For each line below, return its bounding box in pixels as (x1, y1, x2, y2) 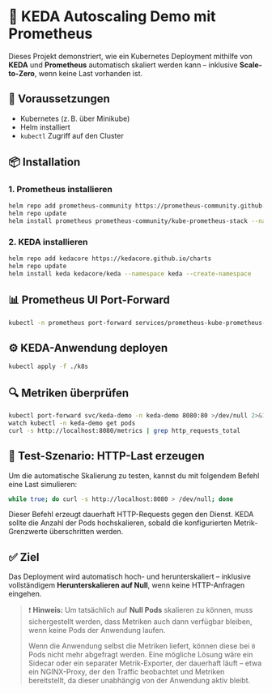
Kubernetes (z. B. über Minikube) (19, 113, 130, 123)
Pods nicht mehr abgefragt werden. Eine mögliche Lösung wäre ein (28, 650, 253, 660)
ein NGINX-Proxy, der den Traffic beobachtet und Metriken (28, 667, 225, 677)
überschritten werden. (49, 527, 124, 537)
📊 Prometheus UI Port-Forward (8, 293, 170, 307)
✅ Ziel (8, 550, 40, 564)
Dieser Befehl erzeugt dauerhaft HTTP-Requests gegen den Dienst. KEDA (8, 510, 254, 520)
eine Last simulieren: (8, 479, 78, 489)
